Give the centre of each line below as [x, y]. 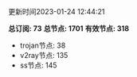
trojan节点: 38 [43, 45]
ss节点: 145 [38, 65]
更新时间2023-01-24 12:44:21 [57, 12]
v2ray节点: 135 [44, 55]
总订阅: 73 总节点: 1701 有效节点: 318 [69, 29]
